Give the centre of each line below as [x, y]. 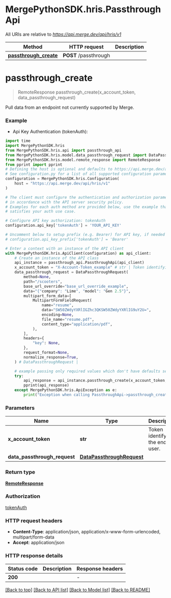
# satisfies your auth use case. [41, 212]
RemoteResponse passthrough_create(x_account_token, [77, 92]
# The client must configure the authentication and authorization [78, 197]
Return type [20, 472]
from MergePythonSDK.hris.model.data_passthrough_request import [76, 155]
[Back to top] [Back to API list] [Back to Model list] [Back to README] [78, 590]
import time [18, 141]
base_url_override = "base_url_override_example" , [76, 286]
